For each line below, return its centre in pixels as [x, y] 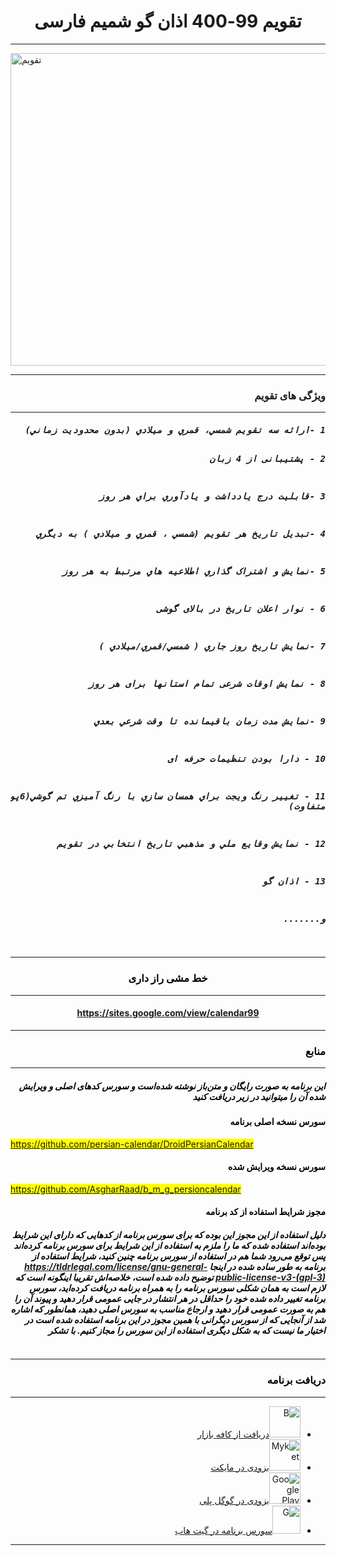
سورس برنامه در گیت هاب [223, 1530]
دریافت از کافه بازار [233, 1434]
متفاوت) [307, 806]
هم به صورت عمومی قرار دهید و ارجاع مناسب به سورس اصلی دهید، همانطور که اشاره [168, 1309]
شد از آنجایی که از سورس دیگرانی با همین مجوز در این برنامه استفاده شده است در [175, 1319]
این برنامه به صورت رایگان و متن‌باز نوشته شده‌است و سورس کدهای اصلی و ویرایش [172, 1086]
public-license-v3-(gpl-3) [270, 1277]
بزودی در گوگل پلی [234, 1500]
